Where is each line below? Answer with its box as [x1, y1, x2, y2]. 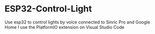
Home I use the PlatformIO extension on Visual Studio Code [4, 24, 125, 30]
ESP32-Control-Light [4, 3, 92, 14]
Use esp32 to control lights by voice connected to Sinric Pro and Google [4, 19, 150, 25]
